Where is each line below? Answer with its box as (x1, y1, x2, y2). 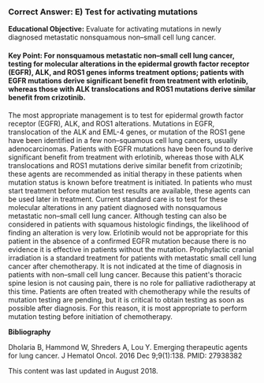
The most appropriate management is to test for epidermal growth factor (8, 110, 244, 120)
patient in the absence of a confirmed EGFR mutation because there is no (8, 236, 247, 246)
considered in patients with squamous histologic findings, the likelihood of (8, 220, 250, 229)
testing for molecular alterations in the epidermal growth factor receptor (8, 58, 250, 69)
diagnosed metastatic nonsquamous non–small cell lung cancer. (8, 32, 217, 42)
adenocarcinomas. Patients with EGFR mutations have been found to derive (8, 144, 254, 153)
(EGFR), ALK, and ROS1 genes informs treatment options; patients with (8, 67, 244, 77)
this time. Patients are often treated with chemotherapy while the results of (8, 287, 251, 296)
